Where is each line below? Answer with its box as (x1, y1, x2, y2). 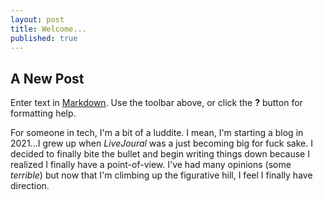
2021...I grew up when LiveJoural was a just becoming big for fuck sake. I (10, 137, 313, 150)
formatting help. (10, 107, 77, 120)
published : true (10, 33, 78, 43)
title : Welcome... (10, 24, 87, 34)
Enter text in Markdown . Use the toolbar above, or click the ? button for (10, 97, 303, 109)
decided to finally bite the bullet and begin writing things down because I (10, 148, 310, 160)
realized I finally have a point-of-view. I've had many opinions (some (10, 159, 292, 171)
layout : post (10, 14, 65, 25)
